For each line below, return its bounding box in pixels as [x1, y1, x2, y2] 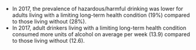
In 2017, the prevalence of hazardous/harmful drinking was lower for [12, 5, 184, 12]
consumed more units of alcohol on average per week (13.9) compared [12, 31, 191, 38]
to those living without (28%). [12, 18, 87, 25]
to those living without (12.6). [12, 37, 85, 44]
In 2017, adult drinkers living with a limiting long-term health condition [12, 24, 187, 31]
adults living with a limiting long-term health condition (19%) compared [12, 11, 191, 19]
